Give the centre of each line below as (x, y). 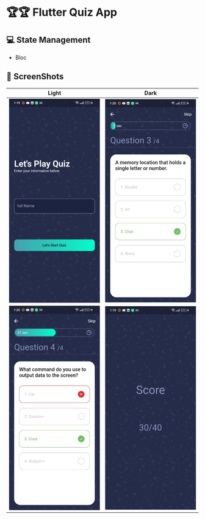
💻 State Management (49, 40)
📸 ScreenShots (35, 77)
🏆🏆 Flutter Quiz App (62, 13)
